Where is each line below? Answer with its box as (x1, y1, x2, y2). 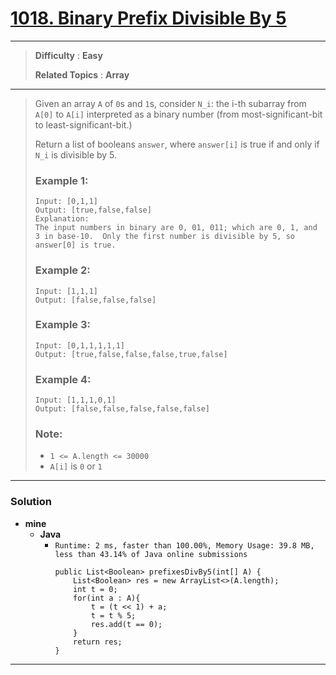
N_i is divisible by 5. (34, 148, 118, 161)
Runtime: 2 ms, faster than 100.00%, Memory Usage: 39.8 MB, (54, 540, 315, 551)
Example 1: (34, 173, 89, 187)
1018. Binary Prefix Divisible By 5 (10, 7, 287, 30)
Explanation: (34, 214, 90, 224)
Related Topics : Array (34, 68, 130, 81)
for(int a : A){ (73, 593, 141, 603)
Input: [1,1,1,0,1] (34, 395, 117, 406)
